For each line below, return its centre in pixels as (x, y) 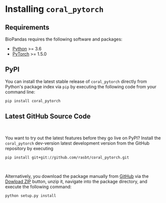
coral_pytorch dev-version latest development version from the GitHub (77, 143)
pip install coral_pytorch (33, 101)
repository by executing (29, 148)
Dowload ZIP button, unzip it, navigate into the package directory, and (76, 182)
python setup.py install (31, 196)
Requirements (27, 27)
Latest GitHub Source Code (48, 116)
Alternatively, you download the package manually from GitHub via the (77, 176)
